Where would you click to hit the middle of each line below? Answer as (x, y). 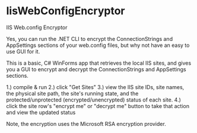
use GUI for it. (23, 51)
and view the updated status (41, 112)
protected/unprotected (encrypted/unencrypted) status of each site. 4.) (93, 100)
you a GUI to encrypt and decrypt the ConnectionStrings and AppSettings (96, 69)
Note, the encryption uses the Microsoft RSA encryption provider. (86, 123)
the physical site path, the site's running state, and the (72, 93)
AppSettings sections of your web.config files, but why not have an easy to (98, 45)
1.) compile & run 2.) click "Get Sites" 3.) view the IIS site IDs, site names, (95, 87)
